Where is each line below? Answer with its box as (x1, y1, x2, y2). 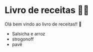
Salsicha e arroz (11, 30, 45, 36)
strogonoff (11, 36, 34, 42)
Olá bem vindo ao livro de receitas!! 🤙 (4, 21, 82, 27)
